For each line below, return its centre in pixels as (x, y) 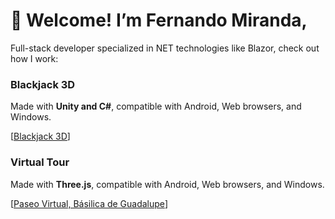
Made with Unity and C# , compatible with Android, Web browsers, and (156, 106)
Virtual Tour (40, 162)
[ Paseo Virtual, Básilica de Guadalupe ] (89, 203)
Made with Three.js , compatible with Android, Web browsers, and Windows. (167, 184)
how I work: (34, 58)
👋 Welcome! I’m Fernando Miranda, (159, 20)
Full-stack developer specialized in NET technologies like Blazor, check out (165, 48)
